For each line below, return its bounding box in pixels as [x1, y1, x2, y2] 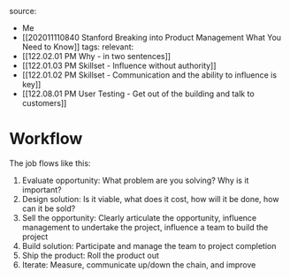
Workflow [9, 129, 83, 149]
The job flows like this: [9, 157, 91, 169]
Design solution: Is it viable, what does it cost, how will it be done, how [21, 193, 279, 204]
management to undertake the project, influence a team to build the [21, 222, 269, 232]
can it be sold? [21, 203, 76, 214]
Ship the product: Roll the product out [21, 250, 159, 260]
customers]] [21, 98, 67, 108]
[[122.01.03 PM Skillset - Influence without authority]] [21, 60, 217, 71]
